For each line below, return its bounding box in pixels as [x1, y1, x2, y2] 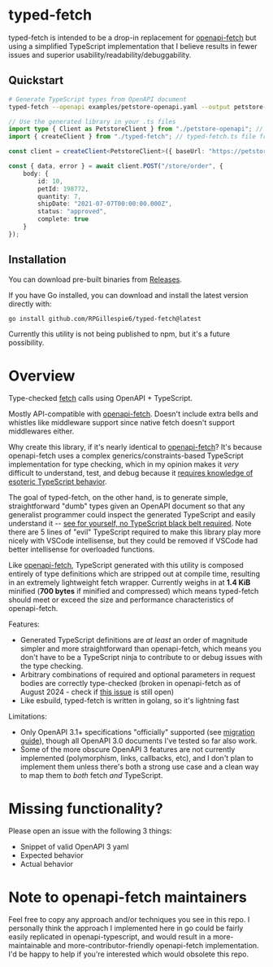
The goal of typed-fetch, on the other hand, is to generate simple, [8, 493, 229, 503]
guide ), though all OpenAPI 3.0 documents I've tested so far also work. [19, 736, 258, 746]
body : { [23, 169, 49, 178]
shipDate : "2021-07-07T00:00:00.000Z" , [37, 200, 173, 209]
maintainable [8, 941, 51, 951]
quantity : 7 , [37, 192, 82, 200]
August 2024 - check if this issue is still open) [19, 687, 175, 697]
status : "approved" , [37, 208, 107, 216]
